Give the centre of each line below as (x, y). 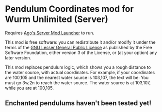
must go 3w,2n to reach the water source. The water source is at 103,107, (78, 83)
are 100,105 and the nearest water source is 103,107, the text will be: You (77, 77)
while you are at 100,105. (30, 88)
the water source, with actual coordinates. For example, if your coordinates (80, 72)
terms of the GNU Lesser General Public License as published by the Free (79, 47)
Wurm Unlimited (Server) (57, 19)
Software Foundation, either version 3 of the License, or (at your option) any (81, 53)
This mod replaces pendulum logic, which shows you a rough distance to (78, 67)
